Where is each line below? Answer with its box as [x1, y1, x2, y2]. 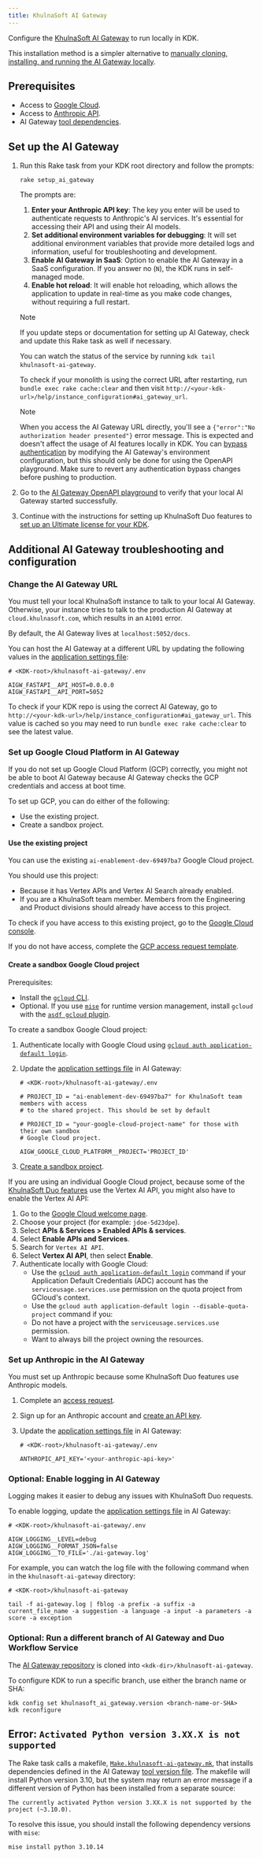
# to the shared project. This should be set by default [19, 1106, 211, 1115]
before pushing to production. [19, 473, 117, 482]
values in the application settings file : [8, 651, 129, 662]
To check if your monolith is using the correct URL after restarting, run [19, 375, 248, 384]
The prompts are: [19, 190, 76, 199]
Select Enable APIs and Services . [19, 1234, 130, 1243]
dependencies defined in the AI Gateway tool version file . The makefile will [8, 1767, 250, 1776]
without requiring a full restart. [31, 297, 130, 307]
